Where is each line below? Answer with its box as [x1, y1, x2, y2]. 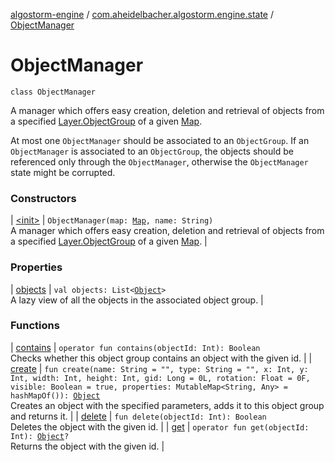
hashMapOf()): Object [10, 390, 101, 401]
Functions [10, 319, 60, 333]
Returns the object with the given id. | [10, 440, 165, 452]
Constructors [10, 191, 77, 205]
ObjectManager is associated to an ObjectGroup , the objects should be [10, 145, 294, 157]
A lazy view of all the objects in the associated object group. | [10, 294, 264, 306]
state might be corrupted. [10, 166, 116, 178]
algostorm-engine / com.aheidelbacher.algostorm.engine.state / [10, 9, 274, 20]
